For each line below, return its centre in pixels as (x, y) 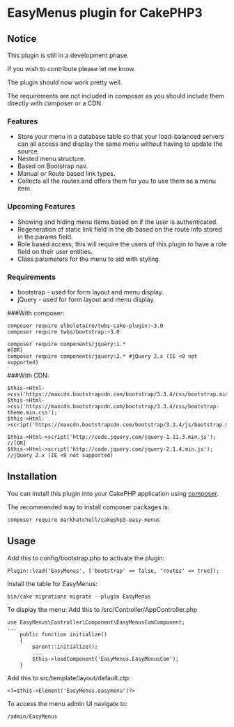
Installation (32, 477)
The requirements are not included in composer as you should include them (116, 96)
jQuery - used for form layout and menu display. (86, 299)
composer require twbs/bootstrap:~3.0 (63, 332)
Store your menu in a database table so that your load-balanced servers (120, 137)
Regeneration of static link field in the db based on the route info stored (120, 229)
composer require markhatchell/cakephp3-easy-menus (84, 520)
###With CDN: (28, 375)
